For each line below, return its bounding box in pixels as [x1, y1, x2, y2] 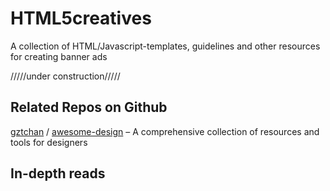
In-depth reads [10, 165, 106, 182]
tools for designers [10, 136, 88, 148]
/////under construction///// [10, 70, 121, 82]
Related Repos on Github [10, 99, 168, 116]
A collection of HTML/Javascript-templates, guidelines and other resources [10, 40, 321, 52]
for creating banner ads [10, 50, 108, 62]
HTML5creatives [10, 7, 152, 30]
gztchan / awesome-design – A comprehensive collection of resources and [10, 125, 320, 137]
